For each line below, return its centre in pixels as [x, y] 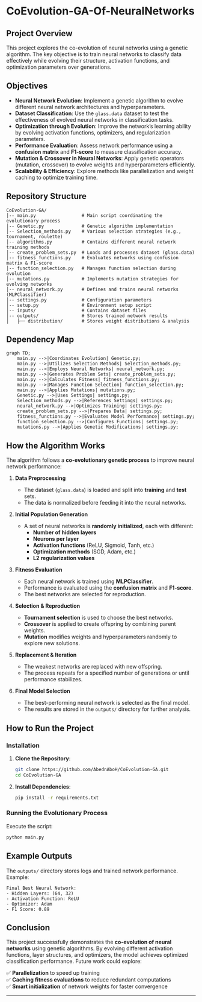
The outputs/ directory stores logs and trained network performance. [92, 871]
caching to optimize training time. [56, 177]
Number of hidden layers [65, 532]
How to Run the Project [50, 728]
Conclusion [28, 928]
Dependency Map [40, 340]
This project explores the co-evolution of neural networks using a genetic [97, 48]
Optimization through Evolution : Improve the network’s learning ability [103, 126]
